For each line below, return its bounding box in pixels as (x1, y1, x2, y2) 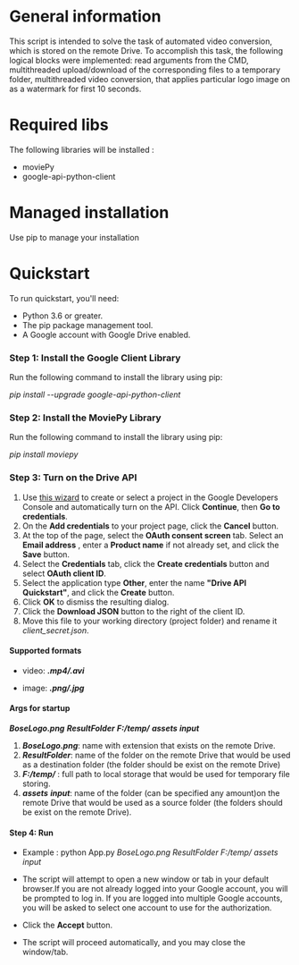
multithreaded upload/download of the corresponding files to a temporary (9, 64, 281, 75)
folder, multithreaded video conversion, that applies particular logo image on (9, 73, 291, 84)
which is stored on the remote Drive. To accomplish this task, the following (9, 45, 284, 55)
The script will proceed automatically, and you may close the (21, 937, 245, 948)
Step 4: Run (9, 827, 54, 838)
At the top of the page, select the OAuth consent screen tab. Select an (21, 529, 284, 540)
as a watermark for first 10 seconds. (9, 83, 142, 94)
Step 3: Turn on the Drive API (9, 471, 137, 484)
